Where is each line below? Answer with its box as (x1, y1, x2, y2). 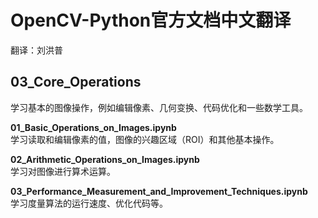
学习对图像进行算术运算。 (10, 165, 116, 177)
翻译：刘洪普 (10, 44, 63, 56)
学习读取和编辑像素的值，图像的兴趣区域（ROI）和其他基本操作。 (10, 133, 280, 145)
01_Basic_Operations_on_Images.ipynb (10, 121, 177, 133)
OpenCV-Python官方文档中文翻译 (10, 9, 292, 32)
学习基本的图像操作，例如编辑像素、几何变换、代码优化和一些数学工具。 (10, 101, 308, 113)
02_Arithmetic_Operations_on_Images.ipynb (10, 153, 200, 165)
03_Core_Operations (10, 74, 142, 91)
